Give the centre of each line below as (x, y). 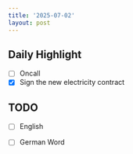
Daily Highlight (45, 55)
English (31, 126)
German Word (42, 142)
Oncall (30, 73)
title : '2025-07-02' (42, 15)
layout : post (29, 23)
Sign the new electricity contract (72, 82)
